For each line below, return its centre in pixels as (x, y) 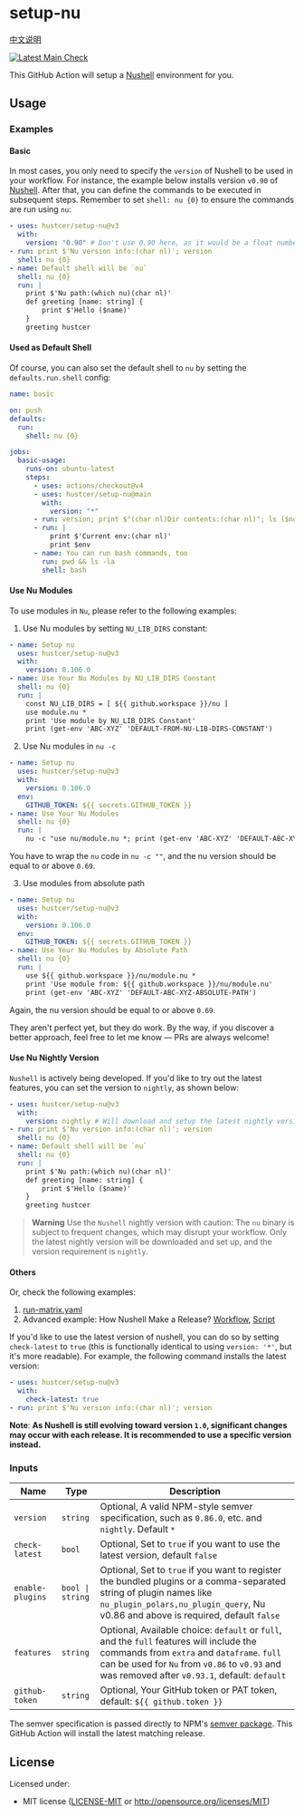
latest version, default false (159, 1555)
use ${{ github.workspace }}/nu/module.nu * (111, 976)
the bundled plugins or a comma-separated (193, 1581)
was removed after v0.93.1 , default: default (193, 1676)
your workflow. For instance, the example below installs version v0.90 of (144, 180)
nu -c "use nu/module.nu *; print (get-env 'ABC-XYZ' (129, 839)
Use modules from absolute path (83, 884)
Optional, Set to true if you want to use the (190, 1544)
